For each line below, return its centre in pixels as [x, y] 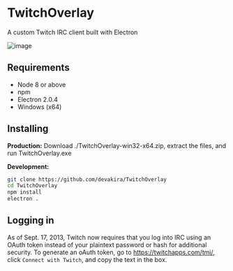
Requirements [38, 68]
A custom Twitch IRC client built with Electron [73, 32]
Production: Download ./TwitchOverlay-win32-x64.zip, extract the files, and [117, 145]
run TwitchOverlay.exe [39, 153]
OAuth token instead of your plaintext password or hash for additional [107, 244]
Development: [28, 166]
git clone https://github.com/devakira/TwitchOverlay [87, 180]
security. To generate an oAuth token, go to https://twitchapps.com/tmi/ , [111, 252]
